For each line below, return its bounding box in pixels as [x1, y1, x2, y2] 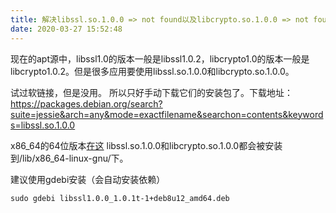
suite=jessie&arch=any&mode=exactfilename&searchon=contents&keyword [10, 108, 324, 120]
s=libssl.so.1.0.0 [10, 119, 76, 131]
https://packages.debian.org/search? [10, 97, 163, 110]
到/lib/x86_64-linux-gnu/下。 [10, 152, 129, 164]
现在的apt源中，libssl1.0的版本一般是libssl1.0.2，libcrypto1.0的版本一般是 [10, 52, 310, 65]
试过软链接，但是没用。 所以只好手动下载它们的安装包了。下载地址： [10, 86, 293, 98]
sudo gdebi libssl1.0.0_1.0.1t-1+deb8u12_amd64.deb [10, 193, 230, 203]
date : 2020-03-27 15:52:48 [10, 24, 123, 34]
